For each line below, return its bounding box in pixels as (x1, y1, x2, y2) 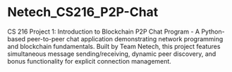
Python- (200, 27, 225, 36)
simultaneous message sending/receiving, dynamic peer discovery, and (7, 50, 216, 58)
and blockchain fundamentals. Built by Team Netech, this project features (7, 42, 221, 50)
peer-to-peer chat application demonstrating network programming (27, 34, 224, 43)
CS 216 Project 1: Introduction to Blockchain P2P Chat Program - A (7, 27, 200, 36)
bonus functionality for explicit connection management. (7, 57, 171, 65)
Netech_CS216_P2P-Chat (7, 4, 159, 20)
